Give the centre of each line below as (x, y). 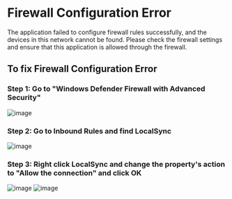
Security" (24, 98)
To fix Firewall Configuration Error (82, 69)
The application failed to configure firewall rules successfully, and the (107, 32)
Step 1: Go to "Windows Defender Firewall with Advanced (106, 89)
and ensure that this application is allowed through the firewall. (97, 47)
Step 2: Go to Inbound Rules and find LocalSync (90, 131)
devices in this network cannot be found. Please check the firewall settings (115, 39)
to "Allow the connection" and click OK (75, 172)
